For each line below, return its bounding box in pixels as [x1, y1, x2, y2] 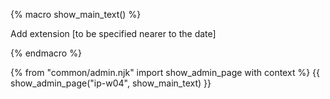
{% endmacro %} [10, 47, 82, 59]
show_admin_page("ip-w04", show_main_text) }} [10, 77, 212, 89]
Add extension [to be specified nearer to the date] [10, 28, 217, 39]
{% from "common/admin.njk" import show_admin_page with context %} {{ [10, 67, 320, 78]
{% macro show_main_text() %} [10, 9, 142, 20]
